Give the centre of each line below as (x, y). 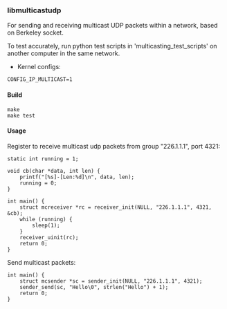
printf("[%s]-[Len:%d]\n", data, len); (77, 177)
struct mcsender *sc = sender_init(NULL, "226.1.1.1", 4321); (111, 281)
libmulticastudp (34, 10)
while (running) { (46, 219)
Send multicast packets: (42, 262)
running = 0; (38, 183)
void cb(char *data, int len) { (54, 171)
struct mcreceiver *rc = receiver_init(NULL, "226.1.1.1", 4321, (116, 207)
